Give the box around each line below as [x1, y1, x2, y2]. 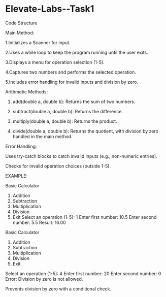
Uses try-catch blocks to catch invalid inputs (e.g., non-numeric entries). [5, 153, 157, 159]
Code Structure [5, 20, 38, 26]
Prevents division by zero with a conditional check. [5, 285, 112, 292]
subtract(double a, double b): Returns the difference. [12, 108, 123, 114]
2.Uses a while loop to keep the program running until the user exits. [5, 49, 148, 55]
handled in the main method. [12, 133, 73, 140]
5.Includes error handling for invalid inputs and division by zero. [5, 79, 139, 85]
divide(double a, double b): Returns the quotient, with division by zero [12, 128, 159, 134]
